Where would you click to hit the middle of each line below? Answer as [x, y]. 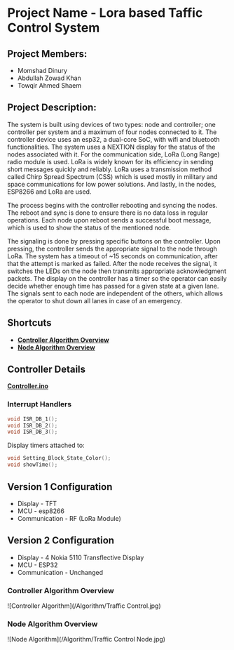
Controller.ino [28, 386]
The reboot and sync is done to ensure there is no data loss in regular [108, 213]
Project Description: [52, 108]
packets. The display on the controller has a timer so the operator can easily [117, 278]
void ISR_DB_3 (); [33, 432]
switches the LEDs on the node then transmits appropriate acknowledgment [117, 271]
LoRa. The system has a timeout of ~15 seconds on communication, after [113, 256]
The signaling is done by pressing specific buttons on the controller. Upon [114, 241]
